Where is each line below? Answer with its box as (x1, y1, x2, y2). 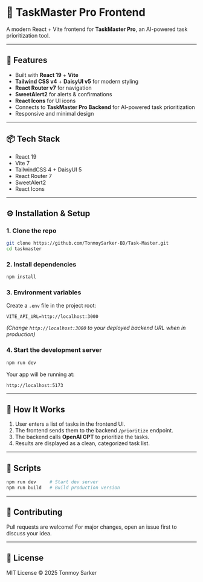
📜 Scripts (6, 463, 41, 473)
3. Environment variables (6, 288, 82, 297)
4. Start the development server (6, 346, 102, 354)
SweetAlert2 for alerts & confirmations (14, 90, 112, 98)
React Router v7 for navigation (14, 84, 92, 91)
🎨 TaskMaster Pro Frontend (6, 5, 146, 19)
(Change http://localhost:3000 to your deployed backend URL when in (6, 324, 186, 332)
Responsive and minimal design (14, 110, 94, 117)
